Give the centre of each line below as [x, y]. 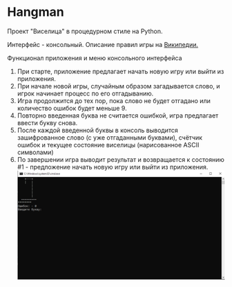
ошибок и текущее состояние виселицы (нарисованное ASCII [108, 145]
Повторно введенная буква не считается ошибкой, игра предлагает [118, 115]
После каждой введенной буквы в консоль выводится [97, 130]
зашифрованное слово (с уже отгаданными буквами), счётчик [109, 137]
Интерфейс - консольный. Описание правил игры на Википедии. [103, 44]
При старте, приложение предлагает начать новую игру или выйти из [120, 71]
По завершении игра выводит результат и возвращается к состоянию [120, 159]
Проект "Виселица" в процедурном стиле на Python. [85, 31]
